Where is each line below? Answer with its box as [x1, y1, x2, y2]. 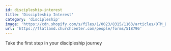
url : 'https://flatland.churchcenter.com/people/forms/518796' [5, 26, 142, 31]
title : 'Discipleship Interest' [5, 12, 74, 17]
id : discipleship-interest [5, 7, 63, 13]
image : [5, 21, 19, 27]
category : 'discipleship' [5, 17, 60, 22]
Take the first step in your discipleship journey [5, 40, 102, 46]
